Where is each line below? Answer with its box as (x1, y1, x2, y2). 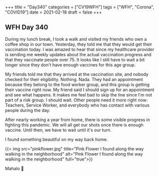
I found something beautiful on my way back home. (5, 136, 108, 142)
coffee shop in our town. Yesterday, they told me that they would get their (5, 41, 152, 47)
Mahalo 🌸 (5, 165, 24, 171)
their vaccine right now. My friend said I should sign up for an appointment (5, 87, 155, 93)
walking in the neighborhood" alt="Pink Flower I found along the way (5, 151, 143, 157)
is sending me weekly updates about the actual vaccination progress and (5, 51, 152, 57)
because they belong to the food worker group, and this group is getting (5, 81, 150, 87)
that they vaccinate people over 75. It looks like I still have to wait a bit (5, 57, 145, 63)
